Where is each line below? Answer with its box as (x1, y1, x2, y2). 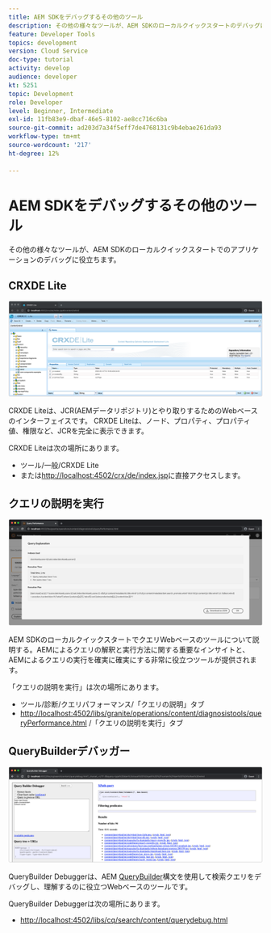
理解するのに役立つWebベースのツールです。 (43, 881, 192, 891)
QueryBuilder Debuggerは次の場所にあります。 (8, 898, 165, 909)
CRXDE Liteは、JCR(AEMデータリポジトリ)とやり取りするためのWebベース (8, 406, 258, 416)
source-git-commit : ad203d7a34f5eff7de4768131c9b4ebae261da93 (8, 124, 222, 133)
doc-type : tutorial (8, 56, 74, 64)
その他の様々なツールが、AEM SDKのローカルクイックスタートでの (8, 245, 231, 255)
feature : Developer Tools (8, 30, 95, 38)
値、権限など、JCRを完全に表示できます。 (8, 426, 149, 436)
